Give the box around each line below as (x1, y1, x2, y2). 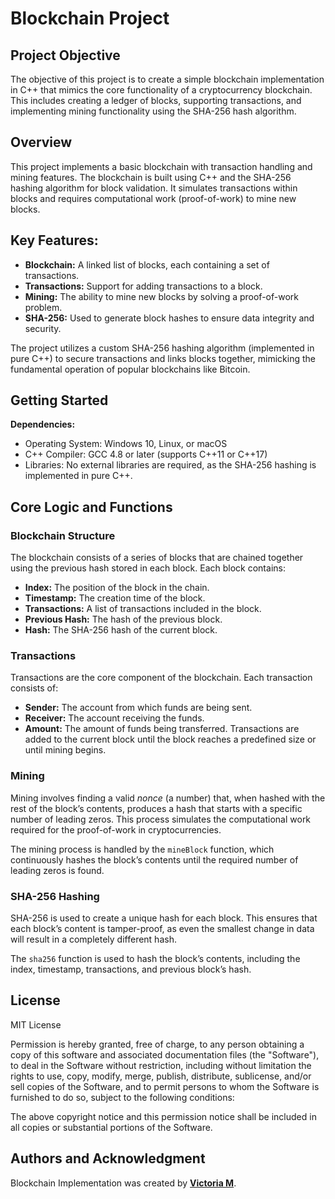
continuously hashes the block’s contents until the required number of (10, 853, 299, 866)
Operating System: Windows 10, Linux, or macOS (24, 438, 228, 450)
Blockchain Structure (10, 528, 116, 542)
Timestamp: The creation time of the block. (24, 592, 206, 604)
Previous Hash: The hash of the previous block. (24, 613, 223, 626)
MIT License (10, 1018, 62, 1031)
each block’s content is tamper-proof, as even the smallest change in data (10, 923, 315, 935)
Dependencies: (10, 418, 76, 431)
